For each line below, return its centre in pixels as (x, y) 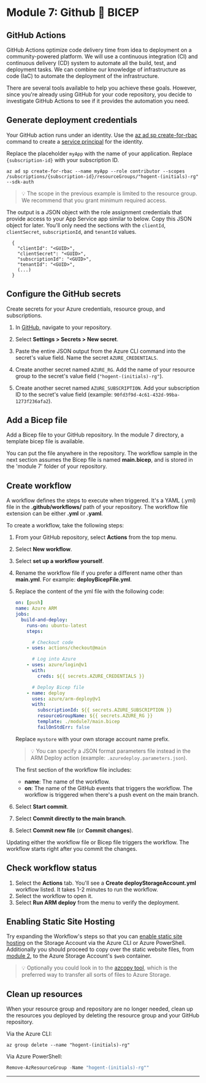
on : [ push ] (29, 603)
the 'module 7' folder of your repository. (57, 467)
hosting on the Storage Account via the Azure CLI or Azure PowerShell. (96, 943)
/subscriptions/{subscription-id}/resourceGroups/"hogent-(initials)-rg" (103, 177)
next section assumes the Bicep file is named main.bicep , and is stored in (100, 460)
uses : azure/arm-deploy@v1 (66, 699)
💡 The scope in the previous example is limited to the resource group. (109, 193)
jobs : (22, 614)
